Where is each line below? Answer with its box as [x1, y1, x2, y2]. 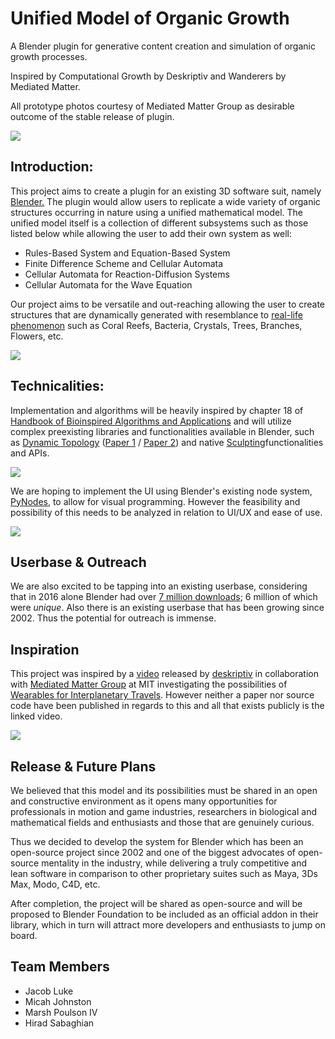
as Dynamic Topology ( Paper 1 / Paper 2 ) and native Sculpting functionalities [10, 436, 324, 448]
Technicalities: [10, 378, 105, 395]
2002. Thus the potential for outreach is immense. [10, 612, 217, 624]
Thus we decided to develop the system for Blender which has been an [10, 836, 304, 847]
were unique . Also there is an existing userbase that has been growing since [10, 602, 325, 614]
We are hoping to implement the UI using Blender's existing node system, [10, 485, 313, 497]
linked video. [10, 710, 63, 722]
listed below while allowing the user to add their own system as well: [10, 227, 292, 239]
